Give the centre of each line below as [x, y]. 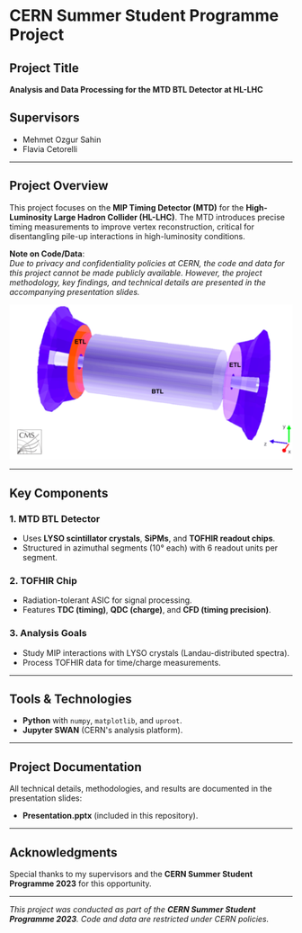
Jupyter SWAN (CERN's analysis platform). [102, 731]
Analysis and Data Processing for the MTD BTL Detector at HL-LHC [136, 90]
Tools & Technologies [71, 699]
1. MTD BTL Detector [55, 518]
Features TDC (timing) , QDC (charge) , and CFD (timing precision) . [147, 610]
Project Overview [59, 186]
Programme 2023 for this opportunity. [80, 884]
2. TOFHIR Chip [44, 580]
